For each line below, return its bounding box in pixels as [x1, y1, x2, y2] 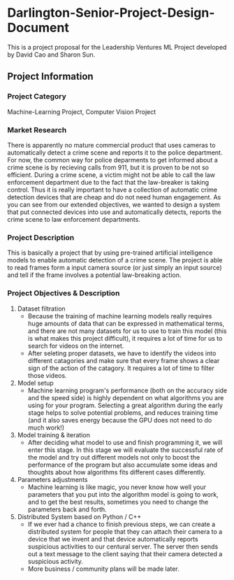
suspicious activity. [27, 557, 84, 565]
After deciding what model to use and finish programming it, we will [27, 438, 222, 446]
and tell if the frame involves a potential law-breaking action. [7, 271, 182, 279]
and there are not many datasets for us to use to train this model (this [27, 327, 227, 335]
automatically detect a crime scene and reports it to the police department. [7, 148, 223, 157]
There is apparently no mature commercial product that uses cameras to [7, 141, 216, 149]
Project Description [7, 232, 75, 242]
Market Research [7, 125, 67, 134]
